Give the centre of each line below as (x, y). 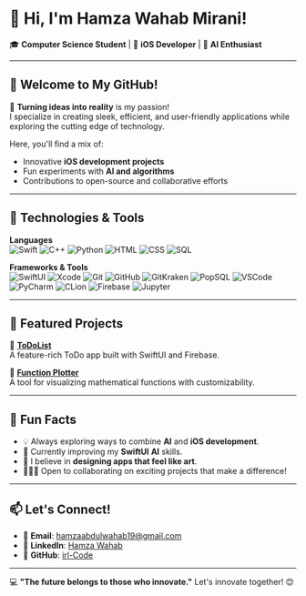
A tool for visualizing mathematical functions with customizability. (132, 382)
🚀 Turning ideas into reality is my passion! (90, 106)
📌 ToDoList (31, 346)
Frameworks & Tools (49, 267)
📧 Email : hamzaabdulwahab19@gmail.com (102, 535)
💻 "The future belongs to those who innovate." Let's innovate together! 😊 (152, 582)
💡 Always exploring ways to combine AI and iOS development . (141, 441)
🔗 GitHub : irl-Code (58, 555)
